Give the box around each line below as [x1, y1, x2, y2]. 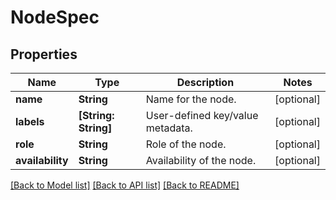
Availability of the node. [145, 154, 257, 167]
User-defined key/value [145, 109, 259, 122]
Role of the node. [145, 137, 227, 151]
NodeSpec [10, 6, 100, 29]
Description [176, 76, 235, 89]
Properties [10, 46, 78, 63]
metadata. [145, 121, 193, 135]
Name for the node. [145, 92, 237, 106]
